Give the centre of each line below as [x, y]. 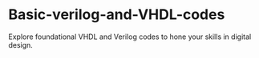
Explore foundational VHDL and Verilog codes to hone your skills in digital [130, 37]
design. [21, 44]
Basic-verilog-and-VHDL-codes [117, 15]
